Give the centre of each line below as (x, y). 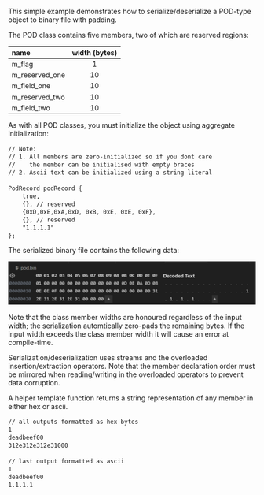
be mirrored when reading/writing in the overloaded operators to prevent (126, 374)
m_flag (22, 64)
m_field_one (31, 86)
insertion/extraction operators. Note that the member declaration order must (132, 366)
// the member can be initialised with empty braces (101, 165)
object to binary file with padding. (62, 20)
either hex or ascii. (38, 406)
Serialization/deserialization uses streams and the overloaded (108, 357)
